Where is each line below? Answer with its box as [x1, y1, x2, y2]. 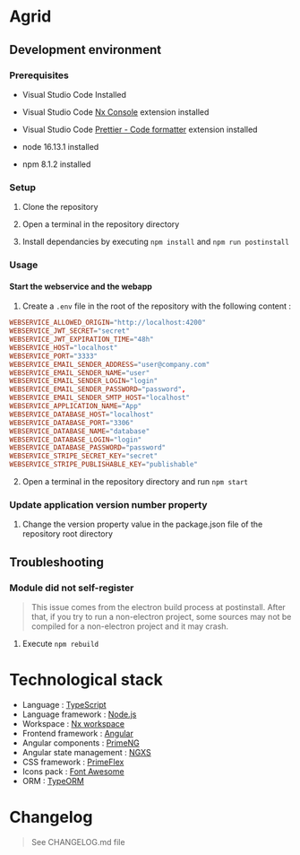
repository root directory [21, 528, 114, 539]
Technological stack [9, 670, 163, 690]
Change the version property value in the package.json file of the [21, 519, 263, 530]
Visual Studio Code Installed [21, 89, 127, 100]
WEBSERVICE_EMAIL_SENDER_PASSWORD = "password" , [9, 385, 186, 394]
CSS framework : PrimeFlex [21, 756, 124, 767]
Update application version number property [9, 498, 208, 510]
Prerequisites [9, 69, 69, 82]
